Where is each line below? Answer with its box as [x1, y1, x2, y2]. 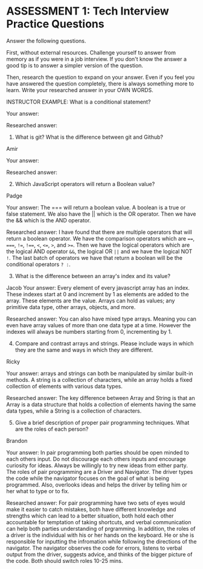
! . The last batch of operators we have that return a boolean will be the [6, 254, 183, 261]
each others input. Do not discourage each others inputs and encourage [6, 455, 186, 462]
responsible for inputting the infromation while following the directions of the [6, 537, 197, 545]
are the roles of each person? [14, 425, 89, 433]
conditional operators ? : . [6, 261, 71, 268]
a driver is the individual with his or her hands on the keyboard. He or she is [6, 531, 195, 539]
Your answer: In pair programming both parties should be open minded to [6, 448, 189, 456]
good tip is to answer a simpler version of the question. [6, 62, 144, 69]
